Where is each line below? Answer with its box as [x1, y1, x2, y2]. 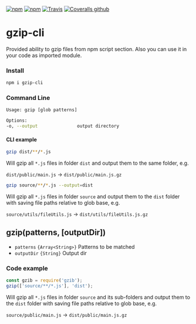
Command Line [6, 94, 50, 102]
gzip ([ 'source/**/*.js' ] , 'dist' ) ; [6, 283, 93, 289]
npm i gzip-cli [6, 80, 43, 86]
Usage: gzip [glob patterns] [6, 107, 77, 113]
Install [6, 66, 25, 75]
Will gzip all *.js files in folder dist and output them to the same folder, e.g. [6, 159, 189, 167]
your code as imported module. [6, 52, 82, 59]
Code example [6, 264, 48, 272]
